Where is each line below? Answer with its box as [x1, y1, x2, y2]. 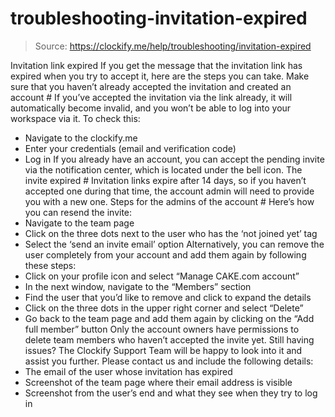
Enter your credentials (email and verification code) [24, 142, 237, 154]
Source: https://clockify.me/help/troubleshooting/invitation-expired [34, 40, 312, 52]
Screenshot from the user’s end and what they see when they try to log [24, 387, 318, 399]
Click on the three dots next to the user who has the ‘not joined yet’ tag [24, 227, 318, 239]
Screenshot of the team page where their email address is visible [24, 376, 293, 388]
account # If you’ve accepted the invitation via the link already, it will [10, 91, 293, 103]
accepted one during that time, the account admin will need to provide [24, 185, 315, 197]
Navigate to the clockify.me [24, 132, 138, 144]
